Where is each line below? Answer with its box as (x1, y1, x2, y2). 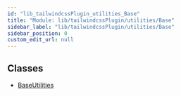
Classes (7, 62, 44, 74)
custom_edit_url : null (7, 36, 74, 43)
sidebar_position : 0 (7, 29, 68, 37)
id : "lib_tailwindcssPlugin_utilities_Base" (7, 10, 140, 18)
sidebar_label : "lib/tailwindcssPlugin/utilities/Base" (7, 23, 175, 30)
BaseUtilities (17, 81, 54, 89)
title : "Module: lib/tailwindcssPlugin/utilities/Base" (7, 17, 175, 24)
